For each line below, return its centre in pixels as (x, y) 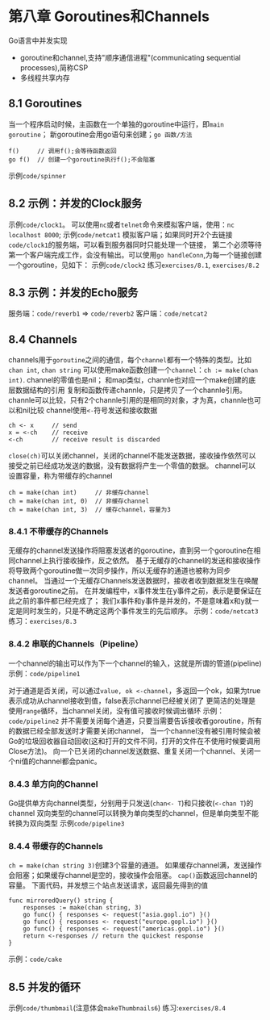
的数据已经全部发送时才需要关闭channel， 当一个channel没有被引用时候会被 (135, 730)
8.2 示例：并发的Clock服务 (75, 204)
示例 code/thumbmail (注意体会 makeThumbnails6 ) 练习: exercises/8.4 (117, 1008)
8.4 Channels (43, 339)
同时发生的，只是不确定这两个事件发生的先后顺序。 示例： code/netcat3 (140, 611)
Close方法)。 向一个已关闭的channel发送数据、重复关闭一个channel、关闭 (131, 750)
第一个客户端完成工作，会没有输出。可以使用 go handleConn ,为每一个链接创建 (135, 254)
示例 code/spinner (37, 175)
